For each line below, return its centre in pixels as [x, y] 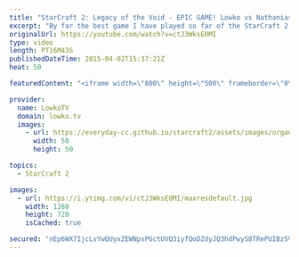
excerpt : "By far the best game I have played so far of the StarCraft [145, 26]
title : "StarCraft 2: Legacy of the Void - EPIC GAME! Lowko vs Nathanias [151, 17]
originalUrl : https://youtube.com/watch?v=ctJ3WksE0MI [113, 34]
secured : [25, 239]
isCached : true [53, 223]
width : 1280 [47, 206]
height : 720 [47, 215]
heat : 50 [25, 68]
